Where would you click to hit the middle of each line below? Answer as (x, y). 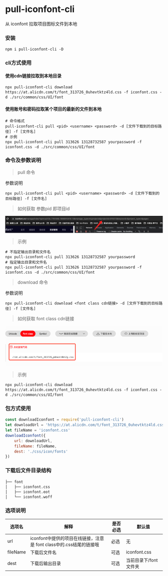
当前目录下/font (142, 560)
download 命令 (33, 282)
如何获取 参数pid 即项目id (43, 209)
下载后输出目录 (45, 563)
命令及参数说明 (23, 160)
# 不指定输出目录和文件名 (28, 252)
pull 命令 (26, 172)
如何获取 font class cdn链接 (46, 318)
